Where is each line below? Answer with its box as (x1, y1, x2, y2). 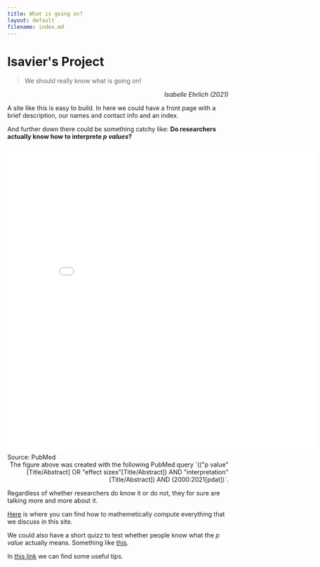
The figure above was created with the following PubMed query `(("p (9, 460, 209, 469)
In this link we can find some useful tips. (7, 552, 124, 561)
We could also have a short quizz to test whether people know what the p (7, 531, 220, 540)
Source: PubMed (7, 453, 56, 462)
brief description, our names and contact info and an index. (7, 112, 179, 120)
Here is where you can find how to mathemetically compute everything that (7, 510, 225, 519)
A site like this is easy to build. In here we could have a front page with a (7, 104, 216, 112)
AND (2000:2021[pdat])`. (156, 475, 229, 484)
